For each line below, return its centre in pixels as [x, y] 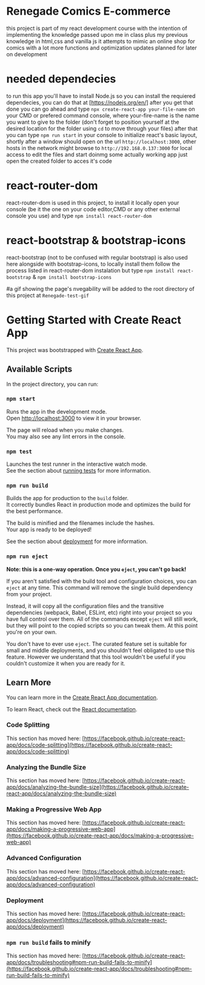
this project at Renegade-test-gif [48, 295]
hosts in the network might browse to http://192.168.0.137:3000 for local [99, 148]
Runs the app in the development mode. [57, 411]
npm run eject [27, 556]
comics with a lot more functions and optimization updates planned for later [102, 48]
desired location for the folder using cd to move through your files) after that [102, 128]
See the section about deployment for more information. [77, 541]
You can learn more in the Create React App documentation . [82, 697]
